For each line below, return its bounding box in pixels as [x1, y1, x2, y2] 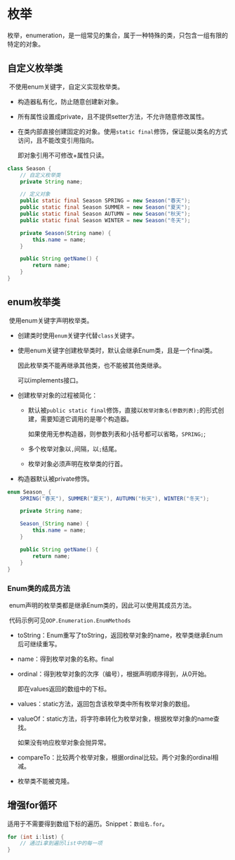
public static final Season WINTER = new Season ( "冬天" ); [20, 217, 191, 224]
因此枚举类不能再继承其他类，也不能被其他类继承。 [17, 361, 166, 369]
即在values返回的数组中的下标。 [17, 684, 111, 693]
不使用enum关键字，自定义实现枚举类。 [8, 82, 124, 91]
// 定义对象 [20, 191, 51, 198]
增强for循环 [7, 800, 58, 811]
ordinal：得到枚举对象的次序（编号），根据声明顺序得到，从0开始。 [17, 669, 210, 678]
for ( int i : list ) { [7, 833, 65, 840]
